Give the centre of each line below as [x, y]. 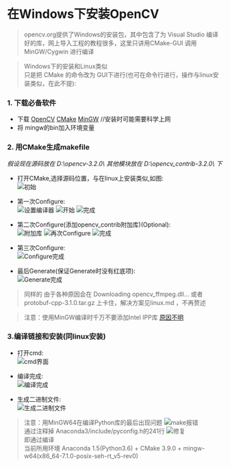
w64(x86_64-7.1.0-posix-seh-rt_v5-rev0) [81, 456]
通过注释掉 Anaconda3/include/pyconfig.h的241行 [94, 431]
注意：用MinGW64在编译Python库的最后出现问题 [93, 422]
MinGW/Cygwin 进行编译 [59, 52]
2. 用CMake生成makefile [49, 147]
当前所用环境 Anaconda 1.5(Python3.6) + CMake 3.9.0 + [103, 448]
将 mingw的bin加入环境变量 [55, 128]
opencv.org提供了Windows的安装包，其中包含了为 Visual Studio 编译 [121, 34]
